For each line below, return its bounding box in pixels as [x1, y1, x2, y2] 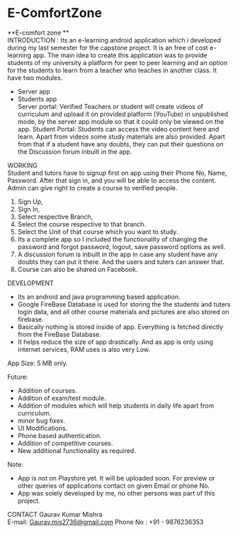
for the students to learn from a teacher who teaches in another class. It [7, 66, 217, 74]
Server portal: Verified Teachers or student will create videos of [17, 102, 203, 110]
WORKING [7, 161, 38, 169]
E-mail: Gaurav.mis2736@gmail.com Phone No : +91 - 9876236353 [7, 517, 204, 526]
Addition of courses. [17, 386, 77, 394]
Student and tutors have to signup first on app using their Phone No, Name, [7, 168, 227, 177]
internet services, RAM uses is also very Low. [17, 345, 150, 353]
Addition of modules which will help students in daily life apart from [17, 401, 215, 410]
